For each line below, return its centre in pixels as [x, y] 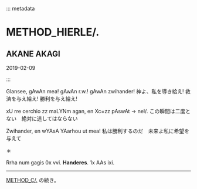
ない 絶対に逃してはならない [42, 119]
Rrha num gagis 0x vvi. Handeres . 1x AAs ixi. [60, 163]
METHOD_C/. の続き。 [33, 180]
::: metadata [21, 9]
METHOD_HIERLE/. [53, 32]
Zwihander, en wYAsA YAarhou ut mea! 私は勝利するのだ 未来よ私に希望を [98, 131]
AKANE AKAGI [33, 54]
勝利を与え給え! [58, 99]
